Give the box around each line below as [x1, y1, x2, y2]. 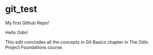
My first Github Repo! [5, 20, 49, 26]
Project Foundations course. [5, 44, 63, 50]
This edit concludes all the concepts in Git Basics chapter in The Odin [5, 39, 148, 45]
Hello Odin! [5, 29, 28, 35]
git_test [5, 3, 37, 15]
